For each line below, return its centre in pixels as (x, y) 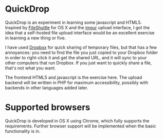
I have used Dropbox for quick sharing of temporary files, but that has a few (81, 47)
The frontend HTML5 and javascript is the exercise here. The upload (73, 77)
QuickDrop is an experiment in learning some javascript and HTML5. (73, 22)
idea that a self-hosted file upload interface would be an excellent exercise (80, 33)
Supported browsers (48, 107)
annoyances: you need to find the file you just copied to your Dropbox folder (81, 52)
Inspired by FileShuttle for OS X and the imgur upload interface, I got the (77, 27)
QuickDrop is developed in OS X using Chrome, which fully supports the (77, 121)
